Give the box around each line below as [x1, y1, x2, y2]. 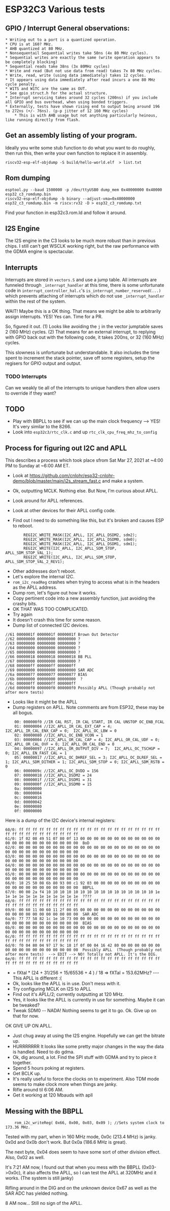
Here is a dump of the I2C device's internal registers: [5, 817, 116, 823]
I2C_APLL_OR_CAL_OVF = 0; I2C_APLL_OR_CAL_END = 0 [5, 742, 115, 747]
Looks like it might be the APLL [12, 699, 78, 705]
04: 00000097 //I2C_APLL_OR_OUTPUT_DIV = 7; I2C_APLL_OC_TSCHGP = [14, 746, 160, 751]
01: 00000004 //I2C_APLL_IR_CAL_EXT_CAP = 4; [14, 724, 113, 729]
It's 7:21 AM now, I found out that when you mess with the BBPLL [5, 1164, 141, 1170]
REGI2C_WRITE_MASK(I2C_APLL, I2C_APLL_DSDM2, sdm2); [23, 533, 138, 538]
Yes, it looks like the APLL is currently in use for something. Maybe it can [12, 997, 165, 1003]
